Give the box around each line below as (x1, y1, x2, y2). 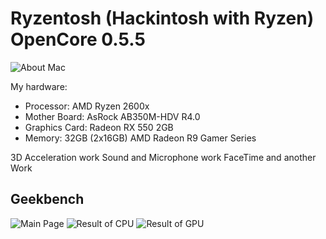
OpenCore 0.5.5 (10, 28, 146, 51)
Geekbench (10, 191, 85, 208)
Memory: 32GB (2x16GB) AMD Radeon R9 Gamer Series (24, 132, 257, 144)
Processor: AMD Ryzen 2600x (24, 100, 150, 112)
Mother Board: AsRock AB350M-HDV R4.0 (24, 110, 201, 122)
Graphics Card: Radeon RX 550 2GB (24, 121, 174, 133)
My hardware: (10, 80, 68, 92)
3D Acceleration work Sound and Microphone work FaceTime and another (10, 151, 317, 163)
